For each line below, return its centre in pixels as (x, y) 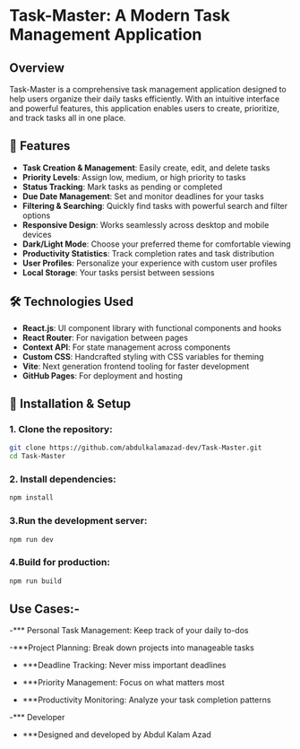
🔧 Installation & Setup (70, 404)
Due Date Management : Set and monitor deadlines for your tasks (143, 196)
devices (37, 234)
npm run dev (31, 539)
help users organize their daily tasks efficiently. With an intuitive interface (145, 99)
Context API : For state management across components (126, 347)
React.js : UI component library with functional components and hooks (152, 327)
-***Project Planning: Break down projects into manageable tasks (132, 648)
